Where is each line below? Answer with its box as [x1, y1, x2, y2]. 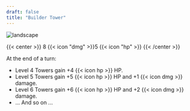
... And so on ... [15, 98, 53, 106]
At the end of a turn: [6, 55, 56, 62]
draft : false [6, 8, 39, 15]
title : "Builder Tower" [6, 15, 67, 21]
